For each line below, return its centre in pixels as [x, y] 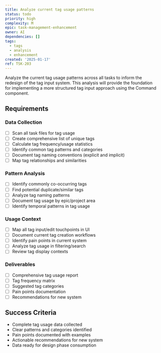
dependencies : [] [23, 37]
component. [17, 93]
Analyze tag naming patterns [41, 195]
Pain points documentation [39, 291]
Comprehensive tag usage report [45, 275]
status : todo [18, 14]
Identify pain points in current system [49, 241]
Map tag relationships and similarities [49, 161]
